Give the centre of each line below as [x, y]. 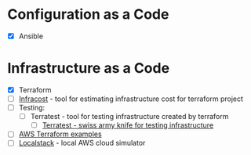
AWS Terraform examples [60, 134]
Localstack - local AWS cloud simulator [82, 143]
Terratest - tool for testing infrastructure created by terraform [129, 117]
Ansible [31, 36]
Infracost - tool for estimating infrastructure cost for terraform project [131, 99]
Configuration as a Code [88, 14]
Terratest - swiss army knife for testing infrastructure [128, 125]
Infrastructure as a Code [89, 68]
